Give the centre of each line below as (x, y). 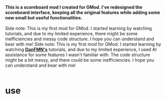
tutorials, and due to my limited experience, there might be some (72, 34)
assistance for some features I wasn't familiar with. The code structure (78, 55)
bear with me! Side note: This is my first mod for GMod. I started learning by (83, 44)
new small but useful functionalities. (44, 18)
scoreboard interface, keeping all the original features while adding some (83, 12)
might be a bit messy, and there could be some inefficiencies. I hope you (80, 60)
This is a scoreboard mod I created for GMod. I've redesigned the (74, 7)
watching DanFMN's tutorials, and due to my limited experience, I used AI (81, 49)
